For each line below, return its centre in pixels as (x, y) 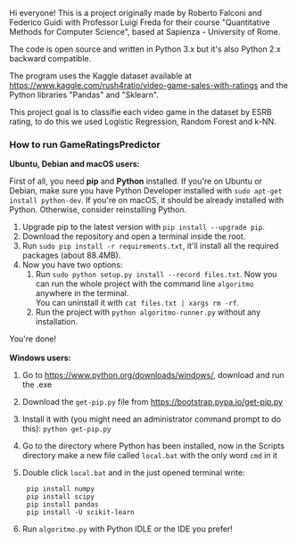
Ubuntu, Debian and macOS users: (74, 164)
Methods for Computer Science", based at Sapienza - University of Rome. (145, 32)
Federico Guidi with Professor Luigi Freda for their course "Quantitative (140, 22)
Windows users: (40, 358)
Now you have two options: (72, 265)
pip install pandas (62, 505)
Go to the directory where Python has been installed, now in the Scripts (153, 446)
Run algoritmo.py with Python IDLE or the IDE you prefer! (128, 529)
